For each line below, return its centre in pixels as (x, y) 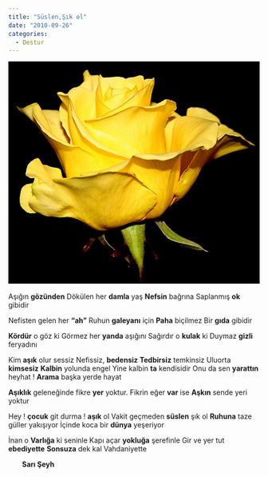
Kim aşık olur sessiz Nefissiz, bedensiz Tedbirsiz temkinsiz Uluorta (120, 360)
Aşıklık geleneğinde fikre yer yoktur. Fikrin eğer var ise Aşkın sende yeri (128, 392)
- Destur (30, 42)
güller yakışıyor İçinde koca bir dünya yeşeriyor (87, 424)
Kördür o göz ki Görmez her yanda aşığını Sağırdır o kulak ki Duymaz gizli (131, 336)
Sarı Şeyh (38, 464)
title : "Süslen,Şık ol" (48, 17)
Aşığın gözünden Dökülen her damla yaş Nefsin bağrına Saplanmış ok (124, 296)
